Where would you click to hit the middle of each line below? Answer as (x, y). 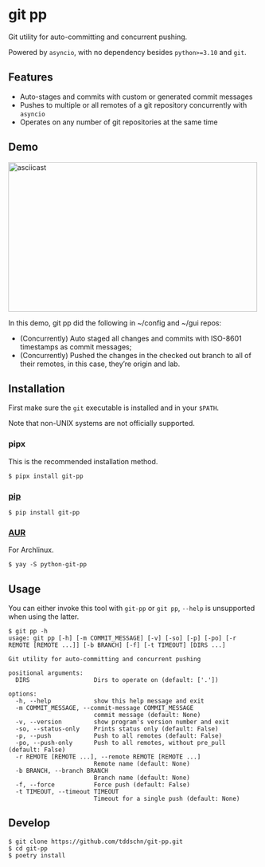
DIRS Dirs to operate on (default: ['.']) (117, 680)
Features (31, 77)
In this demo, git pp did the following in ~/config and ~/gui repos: (115, 323)
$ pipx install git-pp (46, 476)
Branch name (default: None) (142, 778)
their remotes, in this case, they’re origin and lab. (100, 364)
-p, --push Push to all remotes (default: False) (119, 736)
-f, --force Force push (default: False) (103, 785)
